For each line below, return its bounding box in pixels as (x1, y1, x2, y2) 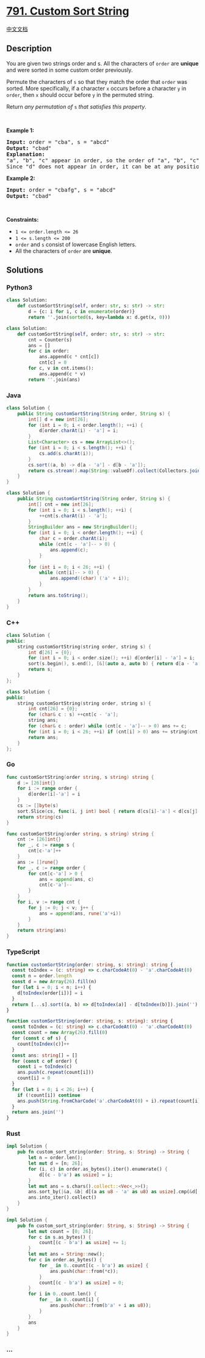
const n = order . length (12, 973, 72, 979)
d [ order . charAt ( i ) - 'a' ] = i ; (38, 427, 119, 434)
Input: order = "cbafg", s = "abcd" (6, 186, 116, 193)
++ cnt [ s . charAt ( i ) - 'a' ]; (38, 512, 108, 519)
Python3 (6, 283, 32, 292)
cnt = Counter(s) (28, 337, 72, 343)
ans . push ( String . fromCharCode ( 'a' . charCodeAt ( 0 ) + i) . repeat (17, 1098, 176, 1104)
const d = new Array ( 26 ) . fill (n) (12, 978, 97, 985)
